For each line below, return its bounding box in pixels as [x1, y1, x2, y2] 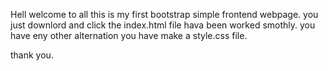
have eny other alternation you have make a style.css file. [10, 30, 248, 41]
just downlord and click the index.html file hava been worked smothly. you [10, 19, 316, 31]
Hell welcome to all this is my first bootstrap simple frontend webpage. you [10, 9, 319, 20]
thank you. [10, 49, 54, 61]
